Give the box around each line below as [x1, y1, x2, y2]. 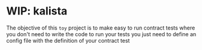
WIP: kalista [6, 4, 68, 18]
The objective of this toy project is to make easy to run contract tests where [6, 24, 195, 31]
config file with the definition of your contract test [6, 37, 130, 44]
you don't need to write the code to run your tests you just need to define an [6, 30, 197, 37]
